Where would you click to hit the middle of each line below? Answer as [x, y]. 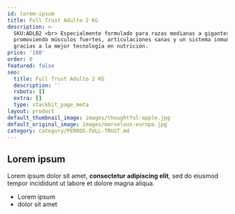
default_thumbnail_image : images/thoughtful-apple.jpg [89, 117]
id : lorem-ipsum [31, 14]
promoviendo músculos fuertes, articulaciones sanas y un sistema [112, 40]
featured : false [31, 66]
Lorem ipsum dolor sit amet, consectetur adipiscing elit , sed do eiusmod [113, 176]
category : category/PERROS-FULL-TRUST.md [69, 131]
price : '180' [26, 53]
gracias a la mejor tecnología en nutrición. [81, 46]
